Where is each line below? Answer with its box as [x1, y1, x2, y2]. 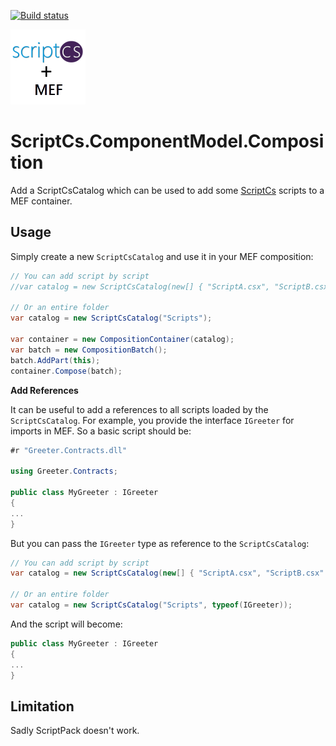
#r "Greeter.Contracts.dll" [10, 445, 128, 455]
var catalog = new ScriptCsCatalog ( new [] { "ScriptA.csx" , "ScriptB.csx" [10, 568, 325, 579]
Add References [10, 384, 79, 396]
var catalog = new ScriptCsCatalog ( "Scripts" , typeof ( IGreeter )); [10, 600, 293, 610]
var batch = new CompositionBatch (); [10, 345, 168, 355]
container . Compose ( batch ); [10, 366, 123, 376]
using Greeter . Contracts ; [10, 466, 118, 477]
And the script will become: [10, 618, 123, 630]
